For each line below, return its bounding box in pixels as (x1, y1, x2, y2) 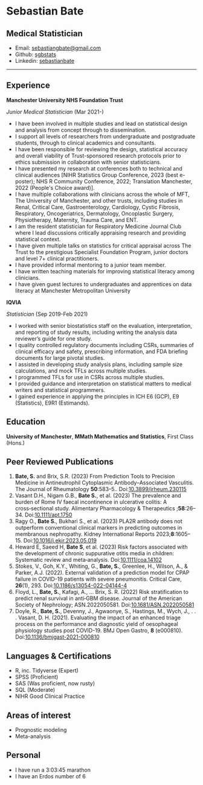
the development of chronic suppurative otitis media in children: (14, 550, 174, 557)
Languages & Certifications (6, 651, 112, 661)
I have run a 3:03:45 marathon (14, 766, 91, 774)
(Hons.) (6, 439, 25, 446)
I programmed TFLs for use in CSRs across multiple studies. (14, 373, 165, 380)
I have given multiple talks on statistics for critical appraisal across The (14, 242, 192, 249)
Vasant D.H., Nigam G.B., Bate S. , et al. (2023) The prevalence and (14, 492, 181, 500)
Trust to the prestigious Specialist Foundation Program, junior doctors (14, 248, 188, 255)
